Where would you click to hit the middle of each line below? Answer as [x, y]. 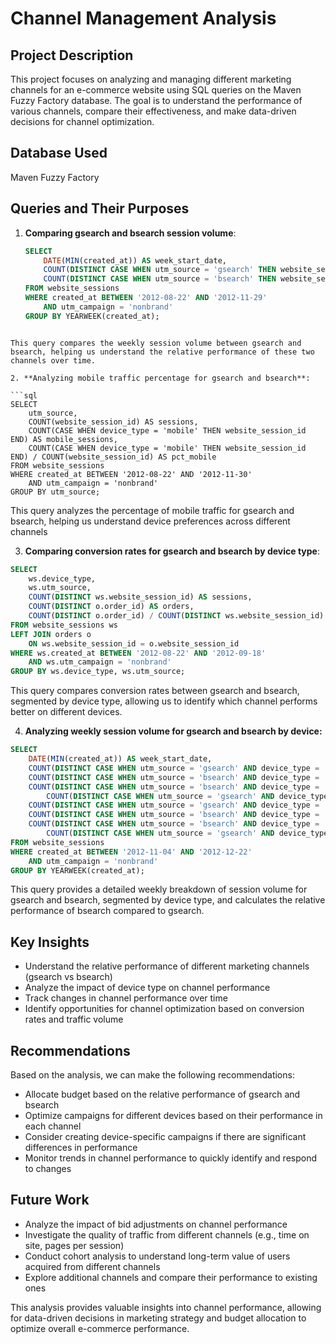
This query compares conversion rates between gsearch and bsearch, [155, 691]
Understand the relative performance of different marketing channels [167, 966]
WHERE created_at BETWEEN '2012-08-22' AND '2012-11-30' [131, 474]
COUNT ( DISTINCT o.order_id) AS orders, [111, 607]
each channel [53, 1126]
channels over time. [53, 360]
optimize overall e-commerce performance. [100, 1328]
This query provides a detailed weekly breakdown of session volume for [159, 889]
